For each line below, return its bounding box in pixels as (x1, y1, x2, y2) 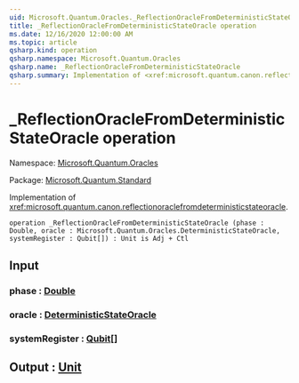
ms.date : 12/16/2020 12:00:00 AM (9, 29, 133, 38)
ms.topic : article (9, 37, 77, 47)
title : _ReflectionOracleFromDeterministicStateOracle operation (9, 21, 256, 30)
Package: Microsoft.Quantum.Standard (9, 174, 152, 185)
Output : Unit (9, 360, 82, 375)
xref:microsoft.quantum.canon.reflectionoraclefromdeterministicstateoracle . (9, 201, 289, 211)
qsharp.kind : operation (9, 46, 98, 55)
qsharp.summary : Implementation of (9, 71, 141, 80)
